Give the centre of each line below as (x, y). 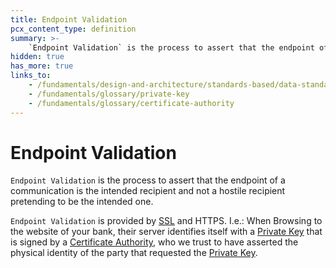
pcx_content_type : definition (73, 29)
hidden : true (37, 57)
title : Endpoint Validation (69, 19)
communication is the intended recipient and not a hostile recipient (148, 191)
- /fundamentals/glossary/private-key (109, 94)
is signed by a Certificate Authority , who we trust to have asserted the (154, 242)
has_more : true (42, 66)
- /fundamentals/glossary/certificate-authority (131, 103)
